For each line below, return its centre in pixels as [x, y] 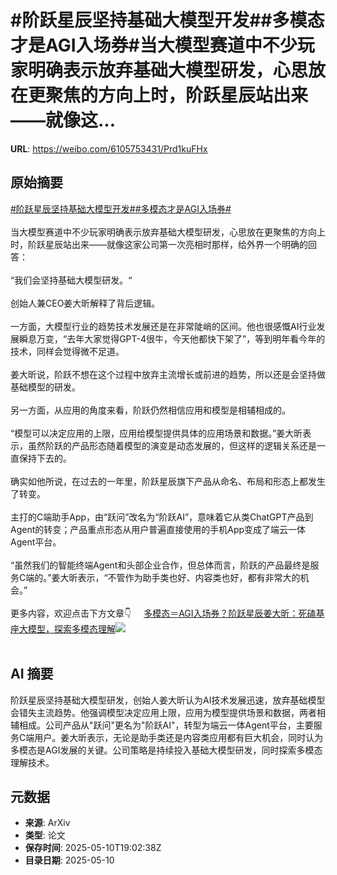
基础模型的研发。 [45, 387]
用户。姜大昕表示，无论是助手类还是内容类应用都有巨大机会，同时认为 [179, 737]
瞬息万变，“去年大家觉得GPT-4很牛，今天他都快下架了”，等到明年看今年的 [172, 338]
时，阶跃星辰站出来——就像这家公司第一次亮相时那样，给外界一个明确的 [159, 244]
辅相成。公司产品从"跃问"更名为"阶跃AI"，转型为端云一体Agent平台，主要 [162, 725]
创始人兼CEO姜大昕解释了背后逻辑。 [85, 303]
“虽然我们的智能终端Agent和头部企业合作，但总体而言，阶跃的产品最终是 [160, 565]
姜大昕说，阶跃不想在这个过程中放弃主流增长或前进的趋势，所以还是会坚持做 [168, 374]
